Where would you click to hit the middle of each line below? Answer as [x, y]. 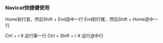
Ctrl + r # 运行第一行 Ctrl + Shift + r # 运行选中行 [54, 36]
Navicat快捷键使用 [27, 7]
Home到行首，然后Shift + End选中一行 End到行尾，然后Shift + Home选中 [80, 19]
